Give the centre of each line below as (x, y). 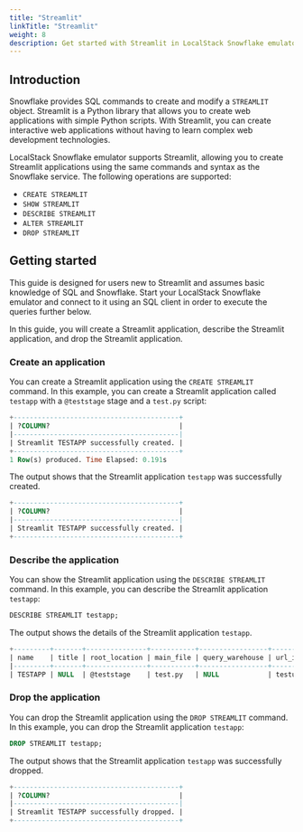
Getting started (53, 261)
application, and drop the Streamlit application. (96, 338)
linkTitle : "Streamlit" (54, 26)
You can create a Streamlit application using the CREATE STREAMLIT (132, 382)
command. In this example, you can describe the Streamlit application (139, 590)
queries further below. (50, 311)
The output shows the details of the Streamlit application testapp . (131, 632)
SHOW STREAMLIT (51, 204)
